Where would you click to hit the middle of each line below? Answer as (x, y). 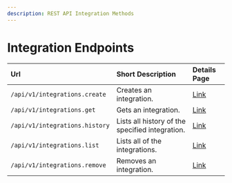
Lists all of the (139, 141)
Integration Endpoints (71, 47)
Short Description (146, 74)
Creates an (134, 90)
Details (204, 70)
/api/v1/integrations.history (60, 125)
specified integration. (151, 130)
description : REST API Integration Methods (71, 13)
